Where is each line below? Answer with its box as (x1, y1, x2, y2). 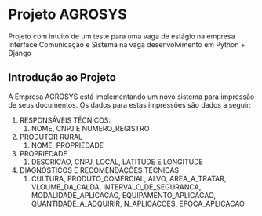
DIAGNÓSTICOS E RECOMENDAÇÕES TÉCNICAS (19, 165, 180, 174)
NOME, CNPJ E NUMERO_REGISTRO (31, 123, 150, 133)
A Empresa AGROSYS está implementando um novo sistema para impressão (8, 92, 255, 101)
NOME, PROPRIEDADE (31, 140, 104, 150)
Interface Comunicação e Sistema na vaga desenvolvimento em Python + (8, 39, 246, 49)
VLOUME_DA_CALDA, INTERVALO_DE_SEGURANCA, (31, 182, 202, 192)
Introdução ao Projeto (8, 71, 116, 84)
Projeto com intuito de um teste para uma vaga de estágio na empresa (8, 31, 235, 41)
